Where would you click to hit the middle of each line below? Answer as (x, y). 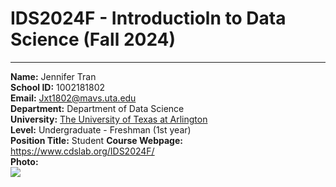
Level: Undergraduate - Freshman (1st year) (101, 129)
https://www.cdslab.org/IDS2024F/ (82, 151)
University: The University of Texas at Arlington (109, 119)
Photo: (24, 161)
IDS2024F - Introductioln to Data (148, 18)
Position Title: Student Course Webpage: (96, 140)
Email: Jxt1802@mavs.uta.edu (73, 98)
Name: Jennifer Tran (53, 76)
